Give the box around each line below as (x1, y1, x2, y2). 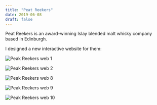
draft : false (5, 17, 33, 22)
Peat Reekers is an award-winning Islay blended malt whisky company (5, 31, 152, 37)
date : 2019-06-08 (5, 12, 42, 17)
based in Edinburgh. (5, 36, 47, 42)
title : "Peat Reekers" (5, 7, 53, 13)
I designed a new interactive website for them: (5, 46, 102, 52)
